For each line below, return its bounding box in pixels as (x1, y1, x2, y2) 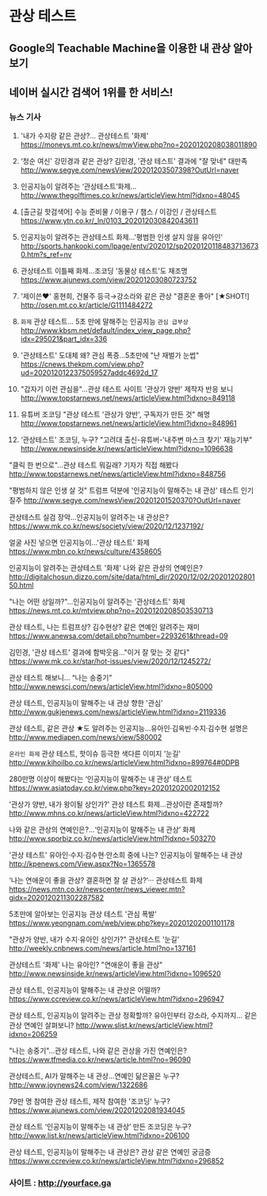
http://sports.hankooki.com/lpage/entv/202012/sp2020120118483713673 (20, 242, 259, 251)
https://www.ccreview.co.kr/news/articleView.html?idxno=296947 (9, 994, 224, 1004)
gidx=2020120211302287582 (9, 893, 105, 903)
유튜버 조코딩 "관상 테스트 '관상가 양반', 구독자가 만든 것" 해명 (20, 410, 211, 420)
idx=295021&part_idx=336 (20, 335, 108, 344)
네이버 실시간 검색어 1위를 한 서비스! (9, 85, 174, 99)
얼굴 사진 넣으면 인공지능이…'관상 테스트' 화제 (9, 538, 150, 548)
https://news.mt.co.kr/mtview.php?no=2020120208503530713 (9, 606, 214, 616)
